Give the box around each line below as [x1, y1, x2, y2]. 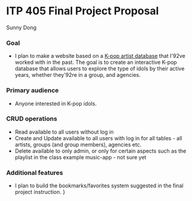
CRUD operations [6, 115, 58, 123]
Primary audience [6, 86, 59, 95]
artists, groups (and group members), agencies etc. [14, 141, 142, 148]
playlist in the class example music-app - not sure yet [14, 153, 147, 160]
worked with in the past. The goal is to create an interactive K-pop [14, 58, 177, 66]
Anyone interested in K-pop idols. [14, 100, 97, 107]
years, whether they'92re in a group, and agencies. [14, 72, 141, 79]
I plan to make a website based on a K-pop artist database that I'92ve [14, 52, 186, 60]
